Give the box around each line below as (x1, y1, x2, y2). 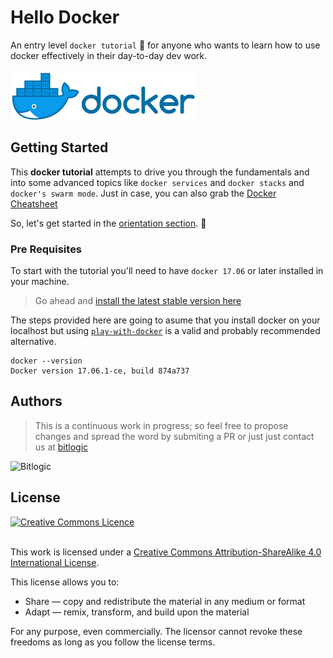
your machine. (10, 276, 70, 288)
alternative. (10, 336, 57, 348)
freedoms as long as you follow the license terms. (10, 636, 216, 648)
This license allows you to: (10, 576, 120, 588)
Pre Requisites (10, 242, 83, 256)
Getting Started (10, 139, 109, 156)
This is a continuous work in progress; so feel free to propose (34, 419, 289, 431)
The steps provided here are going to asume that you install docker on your (10, 314, 321, 326)
